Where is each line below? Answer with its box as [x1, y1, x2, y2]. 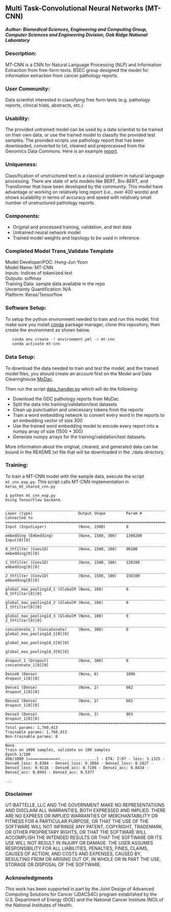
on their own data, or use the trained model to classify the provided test [5, 132, 155, 138]
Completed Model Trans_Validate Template [5, 247, 113, 255]
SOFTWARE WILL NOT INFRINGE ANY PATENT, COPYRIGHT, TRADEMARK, [5, 824, 163, 830]
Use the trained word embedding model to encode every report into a [12, 423, 159, 429]
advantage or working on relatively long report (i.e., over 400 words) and [5, 189, 158, 195]
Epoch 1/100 [5, 752, 31, 757]
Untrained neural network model [12, 229, 81, 235]
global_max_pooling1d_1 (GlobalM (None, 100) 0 [5, 587, 129, 592]
